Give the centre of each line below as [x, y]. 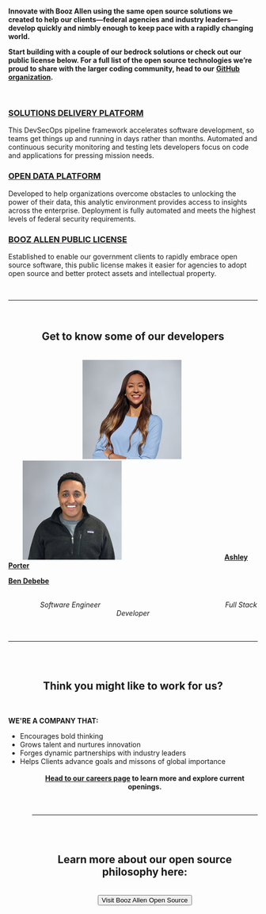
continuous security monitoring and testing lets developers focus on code [129, 147]
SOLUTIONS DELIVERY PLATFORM [76, 113]
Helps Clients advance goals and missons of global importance [122, 761]
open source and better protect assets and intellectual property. [112, 273]
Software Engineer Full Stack [148, 605]
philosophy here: [144, 872]
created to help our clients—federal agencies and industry [106, 19]
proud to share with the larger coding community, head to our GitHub [124, 69]
